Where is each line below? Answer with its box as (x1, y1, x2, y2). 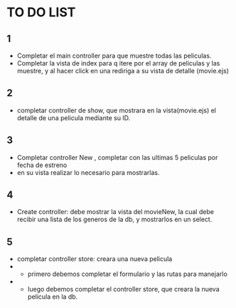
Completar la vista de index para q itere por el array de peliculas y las (16, 59, 220, 68)
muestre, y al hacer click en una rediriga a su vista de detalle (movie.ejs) (16, 67, 229, 75)
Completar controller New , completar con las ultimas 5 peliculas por (16, 153, 218, 161)
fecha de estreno (16, 161, 68, 169)
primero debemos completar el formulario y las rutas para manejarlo (27, 270, 228, 278)
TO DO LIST (6, 4, 76, 21)
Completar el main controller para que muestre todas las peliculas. (16, 51, 212, 60)
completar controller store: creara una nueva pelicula (16, 255, 173, 263)
